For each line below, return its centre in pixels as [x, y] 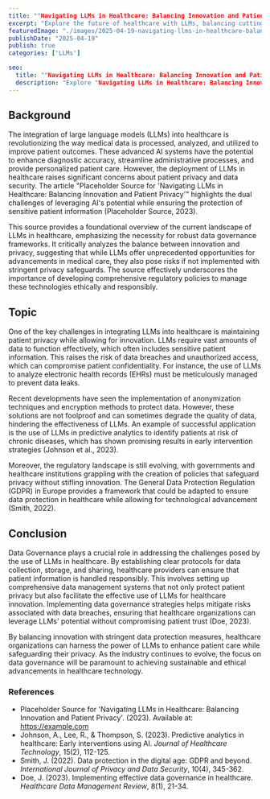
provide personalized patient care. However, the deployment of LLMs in [127, 169]
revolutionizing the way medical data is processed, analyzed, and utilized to [133, 143]
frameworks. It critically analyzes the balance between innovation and [124, 244]
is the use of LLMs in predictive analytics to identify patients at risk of [123, 433]
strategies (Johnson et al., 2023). [63, 450]
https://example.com [54, 727]
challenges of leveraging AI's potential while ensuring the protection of [125, 203]
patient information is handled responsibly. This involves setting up [119, 579]
